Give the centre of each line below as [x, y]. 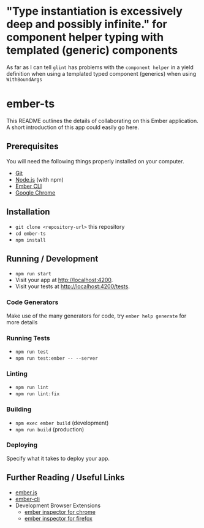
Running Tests [28, 338]
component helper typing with [85, 37]
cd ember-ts [30, 234]
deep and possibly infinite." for [87, 24]
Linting [17, 373]
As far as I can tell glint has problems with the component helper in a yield [100, 67]
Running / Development [52, 258]
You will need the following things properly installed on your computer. [95, 161]
